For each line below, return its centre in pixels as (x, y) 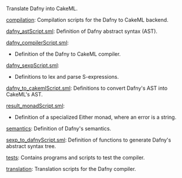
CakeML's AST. (24, 94)
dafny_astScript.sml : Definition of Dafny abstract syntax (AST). (82, 31)
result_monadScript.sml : (36, 106)
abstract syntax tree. (31, 146)
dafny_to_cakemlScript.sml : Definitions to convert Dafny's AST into (87, 88)
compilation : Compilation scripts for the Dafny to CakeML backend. (87, 20)
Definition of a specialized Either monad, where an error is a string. (95, 117)
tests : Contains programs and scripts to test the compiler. (75, 157)
